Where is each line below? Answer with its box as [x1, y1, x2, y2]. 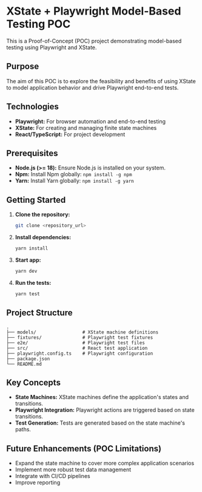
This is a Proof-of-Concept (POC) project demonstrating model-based [6, 37, 182, 44]
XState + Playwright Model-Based [6, 4, 181, 18]
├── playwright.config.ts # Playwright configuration [6, 350, 153, 357]
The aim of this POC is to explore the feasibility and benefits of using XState [6, 77, 196, 84]
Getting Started [6, 194, 66, 205]
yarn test [15, 290, 41, 297]
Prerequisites [6, 148, 58, 159]
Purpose [6, 61, 39, 72]
